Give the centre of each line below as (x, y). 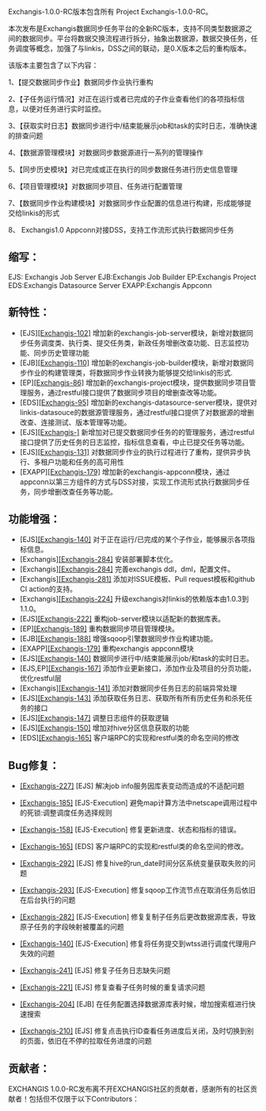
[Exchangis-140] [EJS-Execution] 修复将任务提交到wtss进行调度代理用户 (138, 944)
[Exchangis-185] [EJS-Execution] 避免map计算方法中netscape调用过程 (135, 803)
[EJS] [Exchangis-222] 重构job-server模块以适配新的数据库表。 (122, 619)
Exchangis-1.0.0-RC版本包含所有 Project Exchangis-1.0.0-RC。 (110, 12)
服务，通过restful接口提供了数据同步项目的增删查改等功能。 (124, 392)
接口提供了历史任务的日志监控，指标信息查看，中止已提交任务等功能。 (134, 442)
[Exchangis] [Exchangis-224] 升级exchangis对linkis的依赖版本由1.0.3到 (134, 599)
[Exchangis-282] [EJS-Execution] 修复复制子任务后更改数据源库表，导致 (137, 917)
